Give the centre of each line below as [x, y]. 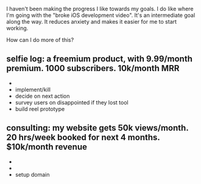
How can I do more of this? [40, 40]
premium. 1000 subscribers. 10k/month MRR [93, 68]
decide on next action [42, 96]
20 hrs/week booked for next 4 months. [83, 138]
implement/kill [33, 89]
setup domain [32, 174]
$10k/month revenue [47, 147]
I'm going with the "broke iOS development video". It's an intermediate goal [101, 15]
